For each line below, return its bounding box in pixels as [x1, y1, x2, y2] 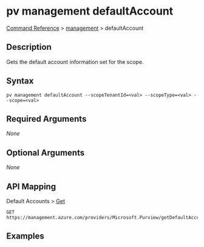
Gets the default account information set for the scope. [6, 58, 144, 65]
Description [6, 42, 52, 52]
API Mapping [6, 181, 56, 192]
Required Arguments [6, 114, 87, 124]
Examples [6, 231, 44, 242]
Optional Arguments [6, 147, 85, 158]
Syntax [6, 76, 34, 86]
